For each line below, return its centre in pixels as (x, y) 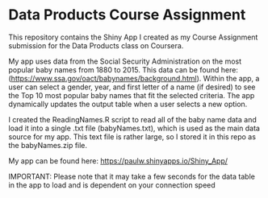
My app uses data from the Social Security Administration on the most (125, 61)
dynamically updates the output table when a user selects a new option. (128, 104)
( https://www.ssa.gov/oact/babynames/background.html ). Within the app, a (134, 78)
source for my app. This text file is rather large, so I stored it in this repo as (132, 136)
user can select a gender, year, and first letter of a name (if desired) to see (132, 87)
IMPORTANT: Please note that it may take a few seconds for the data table (132, 176)
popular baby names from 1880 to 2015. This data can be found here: (123, 69)
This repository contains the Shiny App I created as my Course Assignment (133, 37)
